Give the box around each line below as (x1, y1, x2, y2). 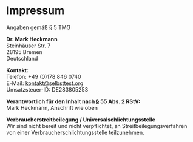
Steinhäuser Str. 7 (6, 42, 51, 49)
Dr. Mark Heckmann (6, 35, 58, 42)
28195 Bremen (6, 48, 42, 55)
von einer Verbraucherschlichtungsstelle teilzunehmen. (6, 129, 144, 136)
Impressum (6, 4, 65, 18)
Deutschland (6, 55, 38, 62)
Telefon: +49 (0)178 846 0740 (6, 73, 81, 80)
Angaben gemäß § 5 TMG (6, 24, 71, 31)
